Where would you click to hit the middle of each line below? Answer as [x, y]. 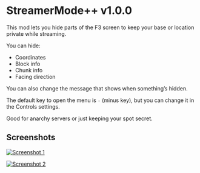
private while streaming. [36, 33]
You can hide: [23, 46]
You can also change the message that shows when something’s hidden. [97, 88]
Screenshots [31, 137]
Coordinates [30, 57]
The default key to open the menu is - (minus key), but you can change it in [100, 100]
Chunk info [29, 70]
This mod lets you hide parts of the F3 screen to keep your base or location [100, 27]
